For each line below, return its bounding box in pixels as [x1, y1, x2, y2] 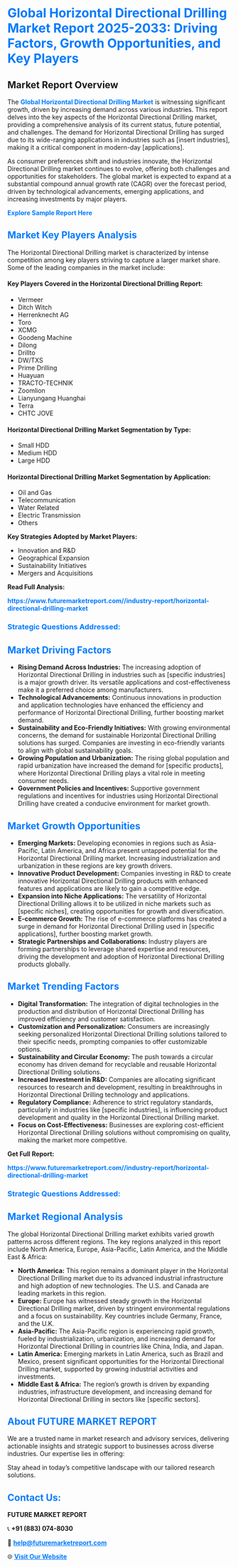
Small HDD [17, 441, 50, 450]
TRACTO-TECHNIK [17, 379, 73, 388]
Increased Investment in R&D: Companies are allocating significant [17, 1075, 216, 1084]
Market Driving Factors [7, 643, 112, 656]
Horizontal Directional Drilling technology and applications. [17, 1090, 190, 1099]
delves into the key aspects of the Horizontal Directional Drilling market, [7, 113, 217, 121]
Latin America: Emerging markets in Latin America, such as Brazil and [17, 1349, 224, 1358]
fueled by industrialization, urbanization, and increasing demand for [17, 1334, 217, 1343]
